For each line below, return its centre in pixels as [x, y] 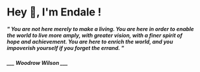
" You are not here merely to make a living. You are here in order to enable [100, 29]
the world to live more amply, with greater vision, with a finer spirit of [95, 35]
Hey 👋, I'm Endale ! [54, 12]
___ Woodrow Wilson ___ [37, 63]
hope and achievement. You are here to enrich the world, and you [90, 42]
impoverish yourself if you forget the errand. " [66, 48]
